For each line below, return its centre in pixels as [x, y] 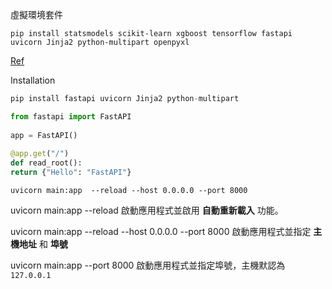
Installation [33, 80]
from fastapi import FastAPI [71, 116]
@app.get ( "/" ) [40, 154]
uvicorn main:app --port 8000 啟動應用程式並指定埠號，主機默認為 [148, 265]
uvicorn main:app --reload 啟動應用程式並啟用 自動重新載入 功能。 [147, 210]
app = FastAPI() [44, 135]
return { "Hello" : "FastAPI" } [71, 173]
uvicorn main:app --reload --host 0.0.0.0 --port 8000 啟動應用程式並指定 [161, 231]
